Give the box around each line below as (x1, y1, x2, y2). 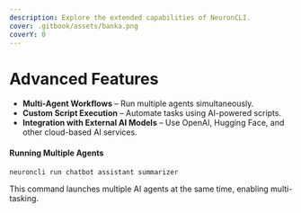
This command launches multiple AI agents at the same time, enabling (9, 183, 270, 194)
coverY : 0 (9, 30, 47, 39)
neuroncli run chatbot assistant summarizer (9, 167, 179, 176)
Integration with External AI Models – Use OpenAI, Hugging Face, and (22, 118, 285, 129)
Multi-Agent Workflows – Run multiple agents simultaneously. (22, 98, 254, 109)
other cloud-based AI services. (22, 127, 137, 138)
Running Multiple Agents (9, 147, 104, 158)
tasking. (9, 192, 39, 203)
